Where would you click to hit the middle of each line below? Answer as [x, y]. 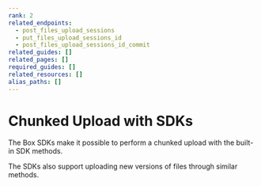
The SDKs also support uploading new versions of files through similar [123, 166]
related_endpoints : [40, 23]
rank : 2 [21, 15]
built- [245, 142]
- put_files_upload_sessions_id [69, 38]
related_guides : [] [40, 52]
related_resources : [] [45, 74]
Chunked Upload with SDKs [101, 121]
